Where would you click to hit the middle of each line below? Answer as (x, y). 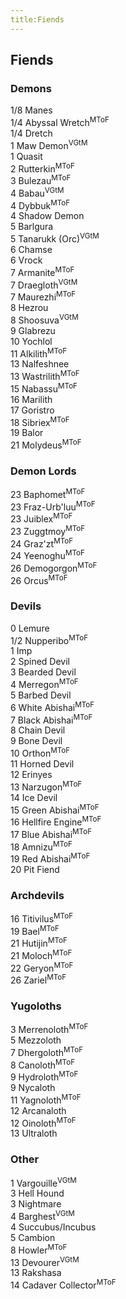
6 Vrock (26, 260)
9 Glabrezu (33, 330)
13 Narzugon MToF (46, 786)
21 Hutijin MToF (39, 943)
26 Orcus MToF (39, 579)
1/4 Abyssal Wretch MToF (60, 121)
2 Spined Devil (40, 662)
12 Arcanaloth (38, 1110)
